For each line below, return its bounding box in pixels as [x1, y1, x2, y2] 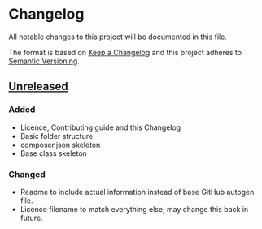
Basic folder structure [20, 131, 94, 140]
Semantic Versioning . [8, 56, 80, 66]
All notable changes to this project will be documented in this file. [8, 32, 228, 41]
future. [20, 213, 43, 223]
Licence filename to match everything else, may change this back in [20, 204, 249, 214]
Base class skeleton [20, 148, 87, 158]
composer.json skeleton [20, 140, 101, 149]
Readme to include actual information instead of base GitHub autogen [20, 187, 255, 197]
